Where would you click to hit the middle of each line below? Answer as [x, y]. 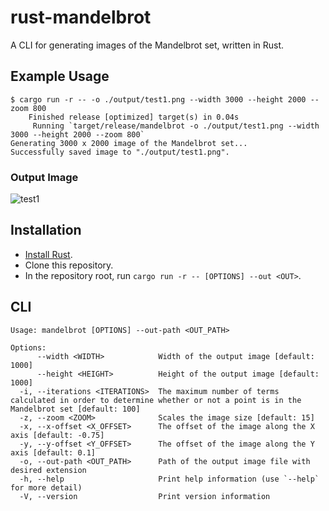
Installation [46, 230]
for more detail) [46, 487]
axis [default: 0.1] [53, 452]
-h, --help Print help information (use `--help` [169, 479]
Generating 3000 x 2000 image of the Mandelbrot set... [129, 143]
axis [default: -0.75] [57, 435]
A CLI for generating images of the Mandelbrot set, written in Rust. [147, 45]
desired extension [48, 470]
